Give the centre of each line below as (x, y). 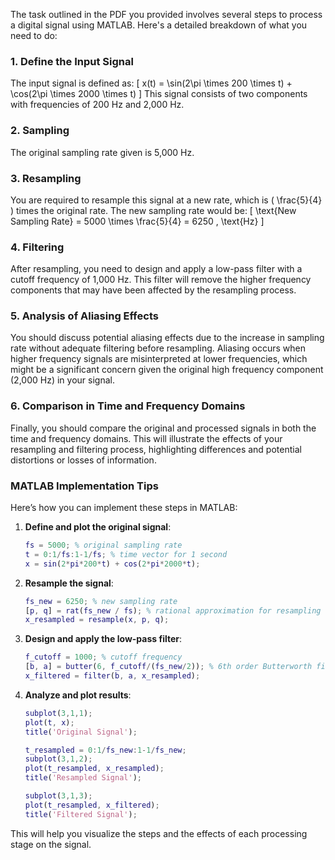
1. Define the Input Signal (72, 61)
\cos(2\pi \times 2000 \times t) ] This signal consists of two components (159, 94)
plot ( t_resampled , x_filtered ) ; (92, 805)
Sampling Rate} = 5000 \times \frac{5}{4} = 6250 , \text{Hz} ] (137, 221)
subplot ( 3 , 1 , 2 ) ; (58, 759)
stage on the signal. (51, 844)
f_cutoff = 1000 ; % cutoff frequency (103, 657)
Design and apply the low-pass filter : (103, 639)
